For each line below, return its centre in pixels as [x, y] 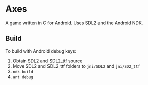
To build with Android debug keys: [41, 51]
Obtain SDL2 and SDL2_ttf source [47, 61]
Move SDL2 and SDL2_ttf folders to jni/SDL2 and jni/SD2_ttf [76, 66]
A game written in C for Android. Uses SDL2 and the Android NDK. [74, 23]
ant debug [23, 77]
